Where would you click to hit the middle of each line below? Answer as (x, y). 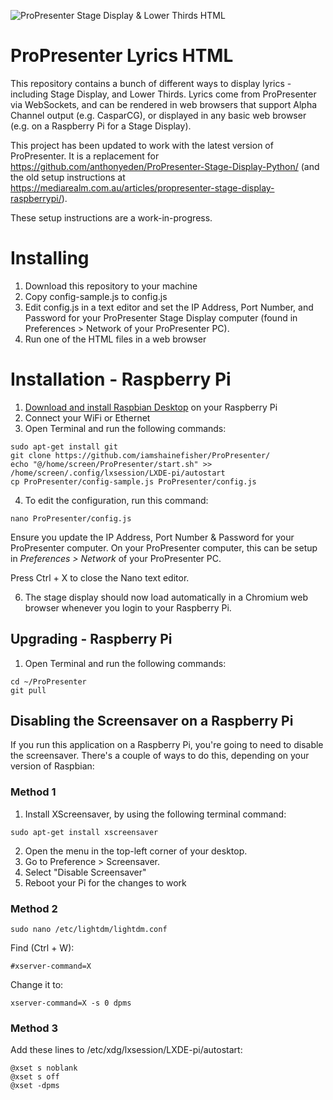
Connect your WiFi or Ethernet (87, 417)
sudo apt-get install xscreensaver (84, 832)
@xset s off (35, 1077)
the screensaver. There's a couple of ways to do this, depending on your (160, 756)
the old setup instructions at (68, 177)
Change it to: (37, 985)
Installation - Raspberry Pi (121, 379)
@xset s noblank (44, 1068)
